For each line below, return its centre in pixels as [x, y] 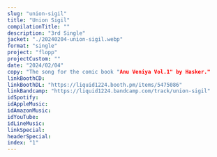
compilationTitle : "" [39, 26]
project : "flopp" [32, 53]
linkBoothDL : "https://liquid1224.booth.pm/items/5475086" [95, 85]
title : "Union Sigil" [39, 20]
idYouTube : [23, 117]
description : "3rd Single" [46, 33]
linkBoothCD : [26, 78]
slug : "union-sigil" [37, 14]
